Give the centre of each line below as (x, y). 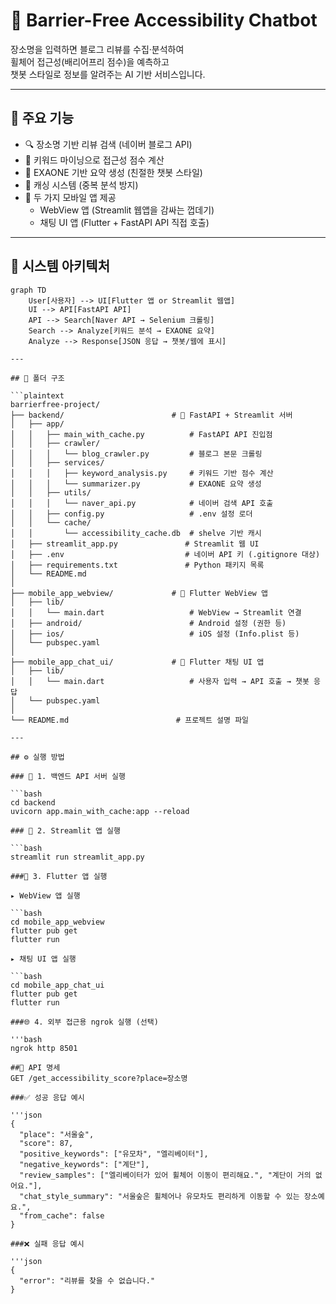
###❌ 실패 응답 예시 (47, 1244)
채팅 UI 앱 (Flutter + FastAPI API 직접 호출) (124, 222)
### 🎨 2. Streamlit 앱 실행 (65, 830)
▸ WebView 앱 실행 (45, 895)
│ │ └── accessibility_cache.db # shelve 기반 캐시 (136, 533)
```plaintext (37, 395)
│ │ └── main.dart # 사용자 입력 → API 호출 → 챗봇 (160, 681)
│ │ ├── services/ (57, 462)
